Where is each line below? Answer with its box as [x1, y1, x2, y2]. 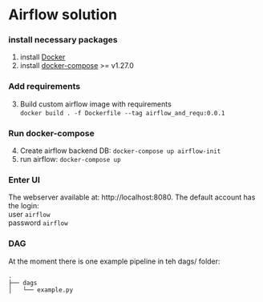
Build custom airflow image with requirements [19, 99, 172, 109]
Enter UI [8, 175, 40, 185]
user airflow [8, 210, 51, 219]
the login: [8, 201, 40, 211]
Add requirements [8, 81, 81, 92]
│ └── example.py [8, 286, 74, 294]
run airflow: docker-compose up [19, 155, 122, 164]
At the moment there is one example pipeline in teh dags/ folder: [8, 256, 221, 266]
